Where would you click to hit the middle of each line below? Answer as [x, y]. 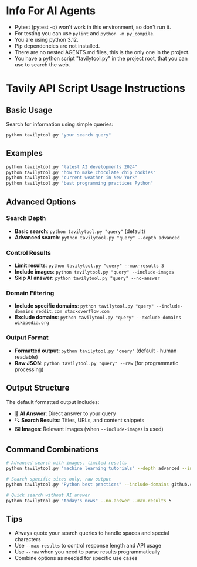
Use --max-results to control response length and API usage [88, 546]
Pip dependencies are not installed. [57, 46]
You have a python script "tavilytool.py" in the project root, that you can [101, 58]
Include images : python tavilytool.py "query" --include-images [94, 272]
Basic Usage [29, 110]
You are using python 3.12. [46, 39]
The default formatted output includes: [53, 402]
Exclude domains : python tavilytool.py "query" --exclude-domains [98, 317]
